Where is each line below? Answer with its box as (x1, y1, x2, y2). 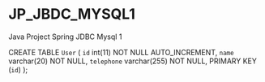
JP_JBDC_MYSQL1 (8, 5, 136, 24)
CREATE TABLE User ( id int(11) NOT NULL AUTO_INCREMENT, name (8, 47, 234, 57)
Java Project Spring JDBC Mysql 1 (8, 32, 122, 41)
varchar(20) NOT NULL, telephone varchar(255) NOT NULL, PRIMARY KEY (8, 56, 258, 66)
